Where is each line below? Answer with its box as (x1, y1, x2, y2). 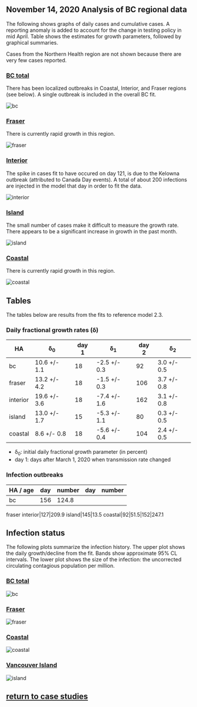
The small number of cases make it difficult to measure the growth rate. (6, 222, 179, 229)
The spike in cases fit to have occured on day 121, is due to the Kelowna (6, 170, 180, 177)
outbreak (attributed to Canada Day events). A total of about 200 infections (6, 176, 188, 183)
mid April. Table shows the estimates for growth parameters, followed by (6, 32, 182, 40)
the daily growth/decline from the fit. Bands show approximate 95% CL (6, 549, 178, 557)
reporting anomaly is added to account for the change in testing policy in (6, 26, 182, 33)
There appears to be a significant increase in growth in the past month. (6, 228, 178, 234)
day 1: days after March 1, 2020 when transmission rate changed (14, 456, 171, 463)
